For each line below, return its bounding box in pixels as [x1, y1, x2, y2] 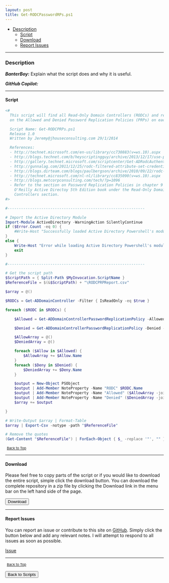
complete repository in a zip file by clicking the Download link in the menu [5, 483, 158, 489]
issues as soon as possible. [5, 538, 62, 544]
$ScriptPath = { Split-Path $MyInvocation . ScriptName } [5, 276, 125, 281]
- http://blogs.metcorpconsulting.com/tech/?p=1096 [10, 178, 121, 183]
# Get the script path [5, 271, 53, 276]
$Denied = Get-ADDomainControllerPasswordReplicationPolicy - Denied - [14, 326, 165, 331]
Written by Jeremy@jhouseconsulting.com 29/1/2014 [10, 136, 118, 141]
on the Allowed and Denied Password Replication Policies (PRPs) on [10, 117, 156, 123]
